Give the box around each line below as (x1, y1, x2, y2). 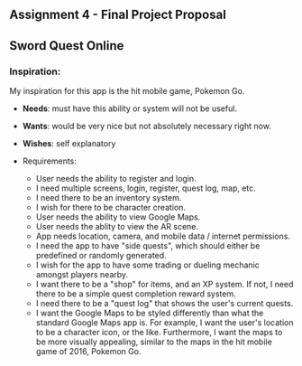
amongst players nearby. (35, 269, 129, 280)
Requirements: (22, 155, 77, 166)
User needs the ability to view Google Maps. (35, 211, 201, 222)
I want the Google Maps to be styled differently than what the (35, 307, 264, 319)
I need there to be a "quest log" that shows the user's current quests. (35, 298, 294, 309)
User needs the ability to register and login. (35, 174, 197, 184)
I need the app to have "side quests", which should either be (35, 240, 261, 251)
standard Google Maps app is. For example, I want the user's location (35, 317, 294, 328)
